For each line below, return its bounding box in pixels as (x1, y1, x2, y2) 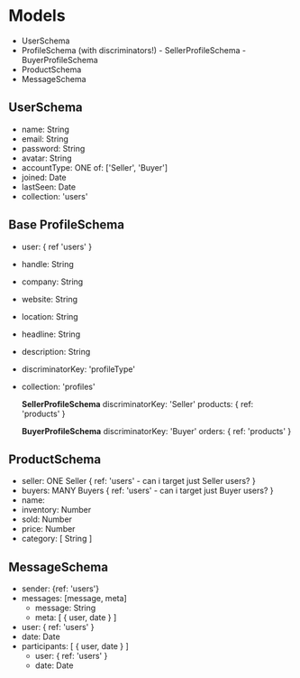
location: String (21, 311, 78, 321)
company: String (21, 276, 84, 287)
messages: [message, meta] (21, 593, 127, 604)
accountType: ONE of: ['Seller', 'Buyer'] (21, 162, 168, 172)
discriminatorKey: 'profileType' (21, 363, 136, 375)
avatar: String (21, 153, 73, 163)
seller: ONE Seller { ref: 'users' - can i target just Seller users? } (21, 476, 256, 487)
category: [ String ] (21, 534, 93, 544)
